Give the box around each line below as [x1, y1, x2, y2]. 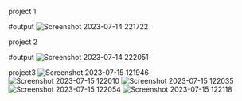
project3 [8, 68, 36, 77]
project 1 [8, 7, 37, 16]
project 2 [8, 37, 38, 47]
